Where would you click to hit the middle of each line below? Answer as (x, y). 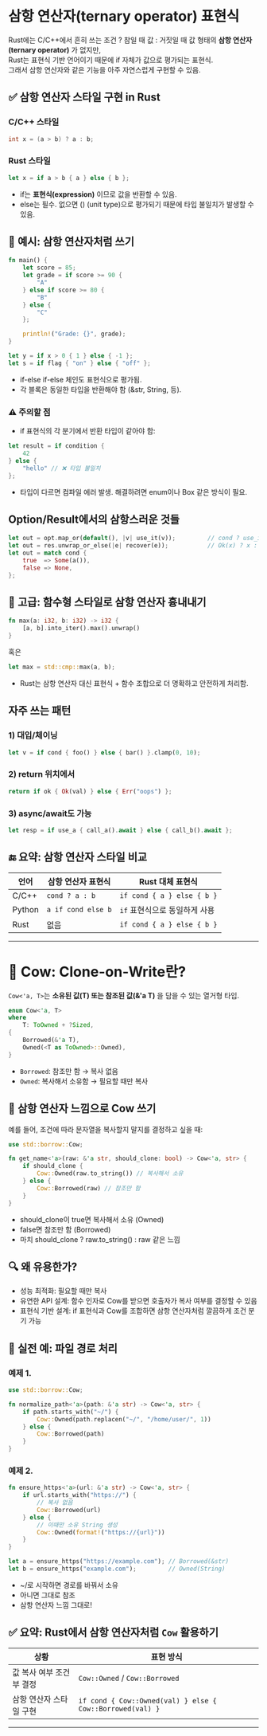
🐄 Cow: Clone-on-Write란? (97, 972)
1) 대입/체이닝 (33, 735)
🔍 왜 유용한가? (43, 1266)
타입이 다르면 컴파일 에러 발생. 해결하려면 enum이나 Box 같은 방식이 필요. (133, 492)
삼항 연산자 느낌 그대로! (56, 1605)
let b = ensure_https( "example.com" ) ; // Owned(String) (117, 1569)
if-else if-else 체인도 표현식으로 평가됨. (81, 379)
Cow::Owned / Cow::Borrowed (129, 1678)
